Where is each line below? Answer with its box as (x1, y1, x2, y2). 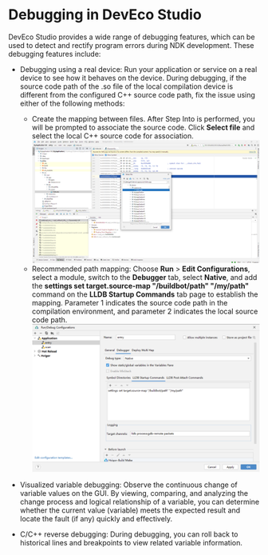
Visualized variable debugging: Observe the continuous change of (19, 480, 238, 489)
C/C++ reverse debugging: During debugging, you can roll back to (19, 529, 238, 539)
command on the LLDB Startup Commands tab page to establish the (31, 289, 258, 299)
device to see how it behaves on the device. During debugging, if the (19, 73, 247, 82)
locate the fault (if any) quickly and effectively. (19, 514, 173, 524)
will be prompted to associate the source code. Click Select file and (31, 122, 255, 132)
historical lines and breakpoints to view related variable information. (19, 538, 243, 548)
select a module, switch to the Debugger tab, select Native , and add (31, 273, 258, 282)
